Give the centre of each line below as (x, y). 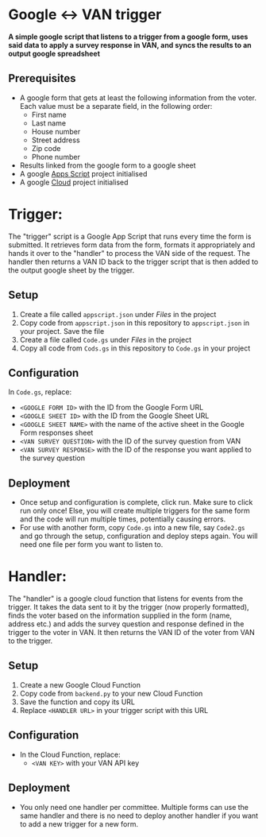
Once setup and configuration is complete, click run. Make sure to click (136, 502)
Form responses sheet (56, 433)
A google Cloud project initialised (74, 182)
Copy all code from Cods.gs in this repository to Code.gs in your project (135, 348)
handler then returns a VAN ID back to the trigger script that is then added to (133, 262)
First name (49, 114)
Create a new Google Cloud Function (80, 684)
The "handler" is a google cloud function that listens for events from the (126, 599)
